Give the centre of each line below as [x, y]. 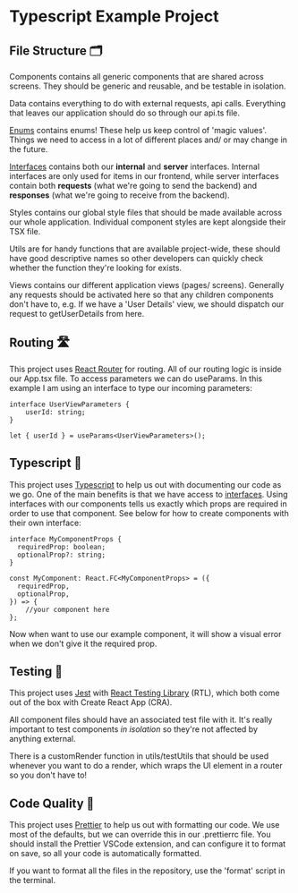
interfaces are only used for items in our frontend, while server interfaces [144, 176]
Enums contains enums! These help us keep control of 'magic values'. [138, 130]
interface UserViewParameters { [69, 404]
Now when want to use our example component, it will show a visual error [145, 634]
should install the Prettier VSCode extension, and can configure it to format [148, 844]
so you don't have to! [48, 775]
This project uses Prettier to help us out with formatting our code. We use [145, 825]
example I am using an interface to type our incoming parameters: [131, 387]
